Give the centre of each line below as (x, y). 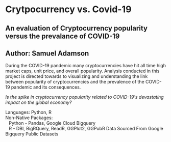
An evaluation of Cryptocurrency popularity (77, 28)
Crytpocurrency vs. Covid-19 (68, 9)
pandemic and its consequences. (46, 87)
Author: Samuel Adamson (47, 53)
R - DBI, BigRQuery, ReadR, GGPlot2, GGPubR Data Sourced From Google (86, 129)
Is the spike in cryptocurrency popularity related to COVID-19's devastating (85, 97)
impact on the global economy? (39, 102)
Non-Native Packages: (29, 118)
